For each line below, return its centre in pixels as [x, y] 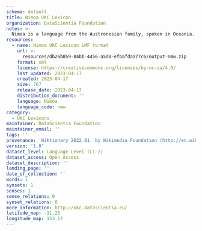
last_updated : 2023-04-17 [50, 73]
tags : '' [17, 135]
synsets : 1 [20, 185]
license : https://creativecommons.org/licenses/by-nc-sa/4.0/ [96, 68]
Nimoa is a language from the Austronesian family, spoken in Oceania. [103, 34]
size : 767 [29, 85]
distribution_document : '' [51, 96]
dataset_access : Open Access [43, 157]
